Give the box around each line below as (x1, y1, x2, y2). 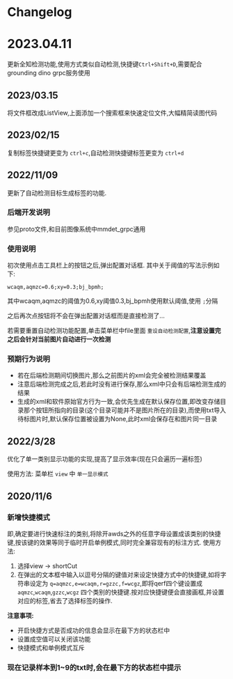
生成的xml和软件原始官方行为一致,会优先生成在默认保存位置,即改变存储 (17, 398, 220, 406)
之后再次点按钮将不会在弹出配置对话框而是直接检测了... (7, 311, 166, 320)
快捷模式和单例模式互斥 (17, 643, 85, 652)
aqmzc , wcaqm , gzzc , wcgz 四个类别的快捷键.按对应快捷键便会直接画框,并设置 (17, 588, 225, 596)
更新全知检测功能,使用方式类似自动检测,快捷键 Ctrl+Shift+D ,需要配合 (7, 60, 203, 68)
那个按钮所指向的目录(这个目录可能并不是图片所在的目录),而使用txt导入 (23, 406, 227, 414)
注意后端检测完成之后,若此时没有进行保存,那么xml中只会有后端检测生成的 (17, 380, 227, 389)
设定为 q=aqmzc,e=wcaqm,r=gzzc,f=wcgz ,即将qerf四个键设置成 (29, 579, 203, 587)
